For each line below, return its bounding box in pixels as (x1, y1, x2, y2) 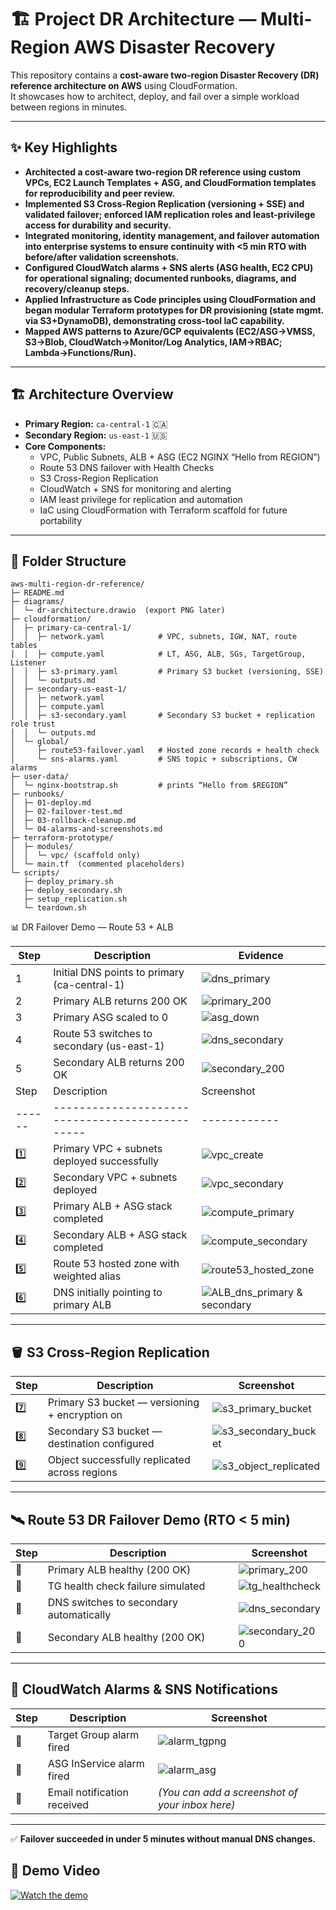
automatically (47, 1608, 112, 1621)
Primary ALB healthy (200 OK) (47, 1563, 192, 1576)
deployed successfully (53, 1154, 160, 1168)
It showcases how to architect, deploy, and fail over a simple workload (10, 90, 300, 102)
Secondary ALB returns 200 (53, 1056, 185, 1070)
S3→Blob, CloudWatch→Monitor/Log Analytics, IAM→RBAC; (24, 336, 283, 348)
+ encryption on (47, 1408, 123, 1422)
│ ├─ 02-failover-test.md (10, 807, 123, 817)
